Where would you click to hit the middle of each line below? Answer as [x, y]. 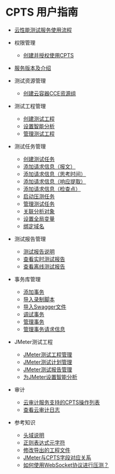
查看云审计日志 [41, 410]
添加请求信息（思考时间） [55, 174]
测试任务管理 [30, 146]
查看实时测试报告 [44, 259]
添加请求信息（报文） [49, 166]
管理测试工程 [39, 133]
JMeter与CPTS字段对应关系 [57, 457]
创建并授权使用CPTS [48, 55]
